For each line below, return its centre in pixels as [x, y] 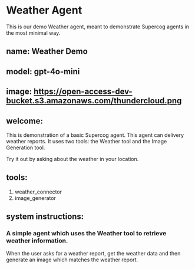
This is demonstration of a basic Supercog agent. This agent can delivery [95, 135]
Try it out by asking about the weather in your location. [72, 159]
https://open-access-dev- [83, 92]
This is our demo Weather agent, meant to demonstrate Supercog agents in [98, 27]
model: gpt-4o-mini [43, 71]
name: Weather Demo [47, 52]
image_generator [35, 198]
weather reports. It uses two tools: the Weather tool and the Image [87, 141]
